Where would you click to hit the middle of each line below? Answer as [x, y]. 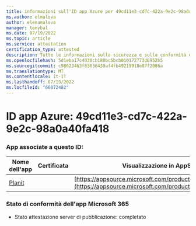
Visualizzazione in [148, 166]
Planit [17, 183]
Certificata [53, 166]
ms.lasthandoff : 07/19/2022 [40, 82]
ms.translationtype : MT [35, 71]
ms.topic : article [28, 39]
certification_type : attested [43, 50]
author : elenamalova [31, 22]
